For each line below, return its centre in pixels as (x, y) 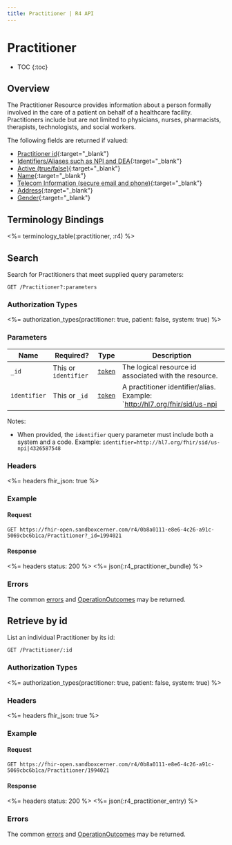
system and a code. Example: (59, 442)
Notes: (17, 421)
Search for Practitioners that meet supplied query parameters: (96, 274)
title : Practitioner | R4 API (51, 13)
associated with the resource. (170, 376)
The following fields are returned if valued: (68, 140)
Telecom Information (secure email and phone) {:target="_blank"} (109, 183)
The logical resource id (159, 367)
